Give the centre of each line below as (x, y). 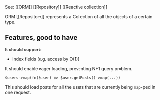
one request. (18, 92)
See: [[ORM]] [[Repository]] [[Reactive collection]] (56, 7)
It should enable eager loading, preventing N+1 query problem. (69, 68)
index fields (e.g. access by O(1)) (46, 59)
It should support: (23, 50)
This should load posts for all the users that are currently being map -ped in (80, 87)
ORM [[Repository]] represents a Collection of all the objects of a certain (79, 17)
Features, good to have (41, 37)
